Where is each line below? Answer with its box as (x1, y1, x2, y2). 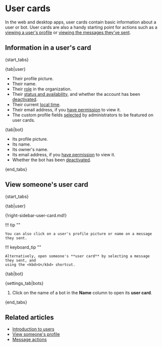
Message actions (12, 337, 47, 343)
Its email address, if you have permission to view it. (12, 152, 116, 157)
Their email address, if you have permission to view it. (12, 107, 121, 112)
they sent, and (5, 258, 36, 263)
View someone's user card (5, 180, 89, 189)
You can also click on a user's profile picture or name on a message (5, 231, 152, 236)
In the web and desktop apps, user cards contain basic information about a (5, 19, 157, 25)
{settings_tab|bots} (5, 280, 44, 286)
